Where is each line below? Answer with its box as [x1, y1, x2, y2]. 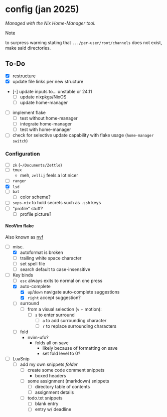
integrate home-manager [20, 121, 72, 127]
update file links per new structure [12, 78, 84, 84]
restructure [12, 73, 36, 79]
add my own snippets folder [20, 361, 78, 367]
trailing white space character [20, 255, 82, 261]
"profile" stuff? [12, 205, 43, 211]
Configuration [5, 151, 40, 158]
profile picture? [20, 211, 52, 217]
